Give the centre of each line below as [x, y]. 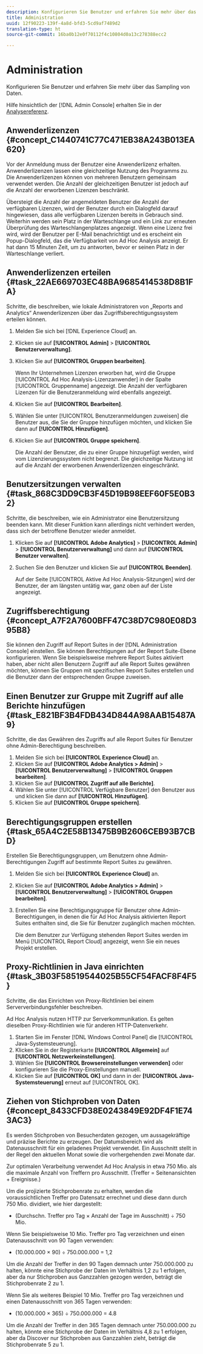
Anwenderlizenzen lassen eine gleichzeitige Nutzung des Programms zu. [98, 170]
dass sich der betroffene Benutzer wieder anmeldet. [71, 531]
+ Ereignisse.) [24, 1179]
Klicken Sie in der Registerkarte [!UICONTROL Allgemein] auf [92, 1050]
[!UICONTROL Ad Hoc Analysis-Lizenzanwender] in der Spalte [93, 379]
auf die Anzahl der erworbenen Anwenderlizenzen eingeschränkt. [97, 465]
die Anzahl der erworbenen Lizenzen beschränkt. [68, 190]
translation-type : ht [34, 29]
